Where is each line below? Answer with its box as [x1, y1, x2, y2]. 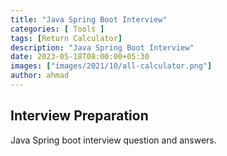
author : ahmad [10, 71, 70, 81]
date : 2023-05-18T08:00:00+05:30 [10, 52, 150, 62]
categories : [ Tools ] [10, 24, 105, 34]
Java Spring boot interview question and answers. [10, 134, 217, 146]
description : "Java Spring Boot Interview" [10, 42, 195, 53]
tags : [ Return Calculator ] [10, 33, 123, 43]
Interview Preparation [10, 107, 149, 125]
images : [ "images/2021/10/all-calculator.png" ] [10, 61, 213, 71]
